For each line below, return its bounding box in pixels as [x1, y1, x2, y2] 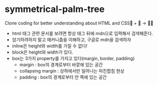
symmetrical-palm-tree [5, 3, 105, 15]
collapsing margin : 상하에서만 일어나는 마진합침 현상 [19, 67, 125, 73]
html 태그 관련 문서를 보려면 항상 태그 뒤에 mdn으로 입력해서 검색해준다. [12, 30, 153, 36]
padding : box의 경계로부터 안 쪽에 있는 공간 [19, 74, 107, 80]
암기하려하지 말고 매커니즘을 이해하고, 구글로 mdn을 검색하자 [12, 36, 131, 42]
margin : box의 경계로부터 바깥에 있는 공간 [19, 61, 103, 67]
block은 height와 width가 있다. [12, 49, 73, 55]
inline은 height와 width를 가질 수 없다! [12, 42, 88, 48]
